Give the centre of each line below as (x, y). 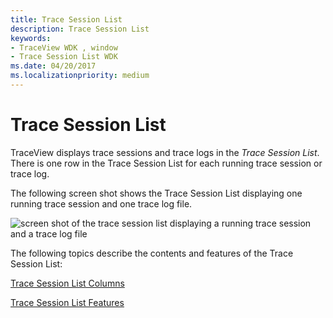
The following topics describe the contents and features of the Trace (152, 253)
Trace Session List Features (67, 302)
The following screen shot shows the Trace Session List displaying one (156, 193)
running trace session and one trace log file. (101, 203)
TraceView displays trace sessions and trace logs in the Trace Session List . (165, 152)
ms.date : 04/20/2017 (53, 66)
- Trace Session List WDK (64, 57)
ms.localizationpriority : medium (80, 76)
